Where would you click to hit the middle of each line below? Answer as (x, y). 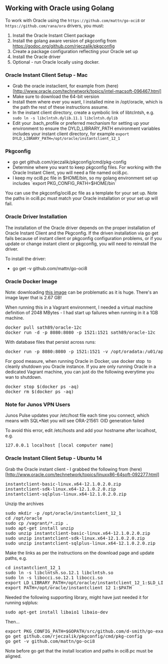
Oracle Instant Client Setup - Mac (46, 75)
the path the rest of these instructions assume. (60, 107)
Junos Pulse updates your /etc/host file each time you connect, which (77, 415)
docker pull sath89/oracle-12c (43, 327)
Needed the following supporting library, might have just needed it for (77, 597)
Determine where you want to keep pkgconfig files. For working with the (87, 167)
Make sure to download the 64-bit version (56, 97)
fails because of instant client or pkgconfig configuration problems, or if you (83, 238)
